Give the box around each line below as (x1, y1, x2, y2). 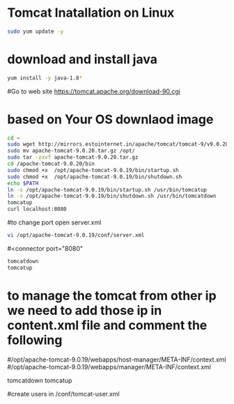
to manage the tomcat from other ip (7, 288, 217, 304)
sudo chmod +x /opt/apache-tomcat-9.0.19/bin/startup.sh (7, 166, 179, 173)
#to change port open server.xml (7, 218, 102, 227)
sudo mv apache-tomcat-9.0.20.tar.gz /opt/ (7, 148, 136, 155)
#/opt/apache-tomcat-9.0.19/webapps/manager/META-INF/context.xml (7, 362, 211, 371)
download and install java (7, 52, 158, 67)
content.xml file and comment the (7, 317, 208, 333)
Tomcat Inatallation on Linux (7, 5, 175, 21)
